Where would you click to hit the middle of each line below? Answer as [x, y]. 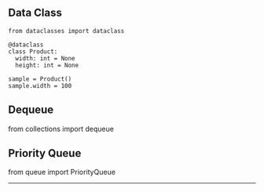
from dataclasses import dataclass [66, 31]
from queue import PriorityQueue [62, 172]
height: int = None [47, 65]
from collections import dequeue [61, 129]
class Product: [33, 51]
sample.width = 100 [40, 85]
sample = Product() [40, 79]
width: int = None [46, 58]
